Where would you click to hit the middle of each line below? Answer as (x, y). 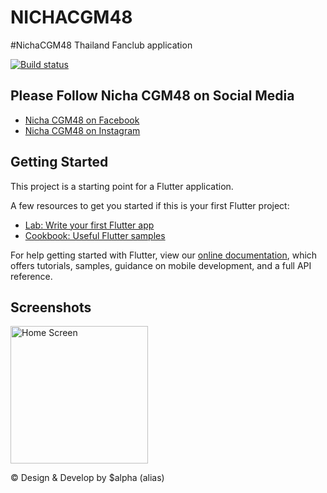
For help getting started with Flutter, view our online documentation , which (164, 255)
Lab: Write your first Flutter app (89, 225)
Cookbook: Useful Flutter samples (95, 235)
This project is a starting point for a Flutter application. (122, 186)
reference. (31, 276)
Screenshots (51, 307)
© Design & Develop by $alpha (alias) (87, 478)
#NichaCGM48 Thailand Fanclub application (101, 45)
